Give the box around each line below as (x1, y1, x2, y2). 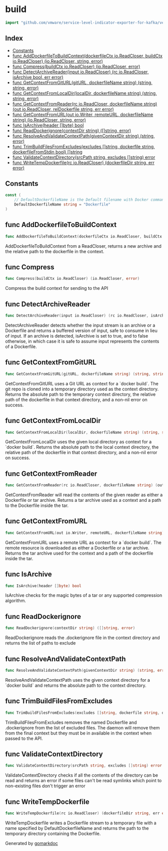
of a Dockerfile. (5, 344, 37, 350)
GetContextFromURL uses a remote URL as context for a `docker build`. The (5, 539, 161, 546)
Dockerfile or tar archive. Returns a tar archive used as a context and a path (5, 497, 161, 503)
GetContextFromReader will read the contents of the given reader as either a (5, 492, 163, 498)
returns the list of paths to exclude (5, 640, 76, 646)
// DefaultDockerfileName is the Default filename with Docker (14, 197, 149, 202)
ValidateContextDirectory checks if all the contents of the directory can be (5, 772, 158, 778)
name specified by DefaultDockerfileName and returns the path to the (5, 825, 149, 831)
